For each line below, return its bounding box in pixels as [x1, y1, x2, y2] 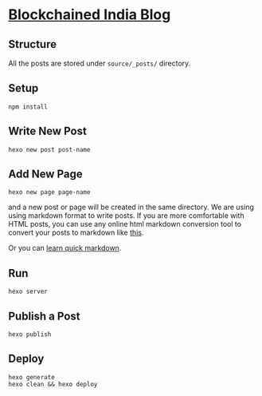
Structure [8, 38, 57, 51]
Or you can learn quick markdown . [8, 244, 122, 253]
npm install [8, 102, 48, 111]
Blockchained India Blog [8, 6, 171, 24]
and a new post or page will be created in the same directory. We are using [8, 202, 255, 212]
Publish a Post [8, 309, 81, 323]
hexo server [8, 287, 48, 296]
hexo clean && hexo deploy [8, 380, 98, 388]
